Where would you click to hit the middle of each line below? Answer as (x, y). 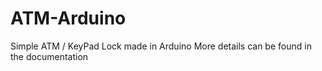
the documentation (49, 56)
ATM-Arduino (68, 18)
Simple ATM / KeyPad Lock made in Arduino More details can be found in (161, 46)
